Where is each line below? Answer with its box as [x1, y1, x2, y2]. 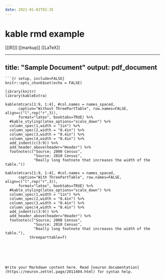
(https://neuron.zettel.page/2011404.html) [5, 269, 96, 275]
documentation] [108, 265, 139, 270]
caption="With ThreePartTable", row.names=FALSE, [18, 175, 122, 180]
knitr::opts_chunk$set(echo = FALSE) [5, 80, 82, 86]
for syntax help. [97, 269, 133, 275]
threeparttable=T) [29, 235, 67, 240]
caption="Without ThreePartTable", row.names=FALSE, [18, 106, 129, 111]
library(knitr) [5, 89, 36, 94]
